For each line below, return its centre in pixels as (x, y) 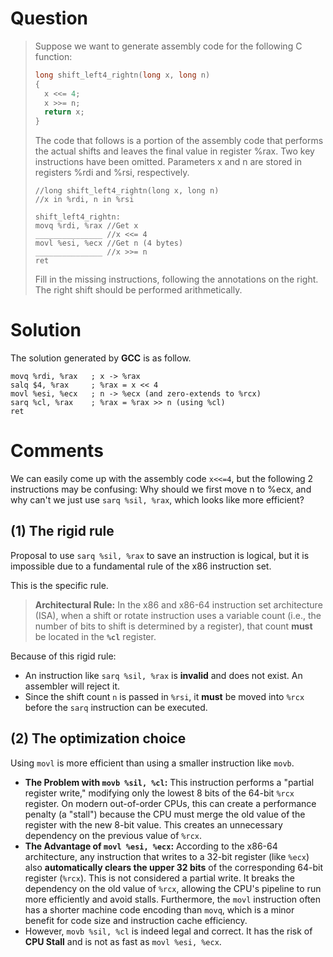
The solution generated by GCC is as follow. (101, 358)
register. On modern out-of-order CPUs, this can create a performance (170, 803)
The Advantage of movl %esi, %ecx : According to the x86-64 (151, 846)
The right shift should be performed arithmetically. (138, 290)
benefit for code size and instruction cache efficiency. (136, 920)
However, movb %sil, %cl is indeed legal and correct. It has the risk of (168, 931)
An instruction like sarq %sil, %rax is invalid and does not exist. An (163, 675)
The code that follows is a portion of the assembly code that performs (179, 141)
